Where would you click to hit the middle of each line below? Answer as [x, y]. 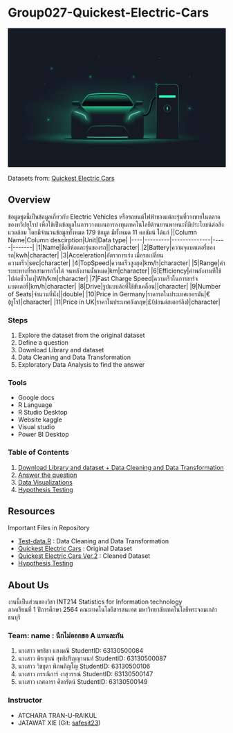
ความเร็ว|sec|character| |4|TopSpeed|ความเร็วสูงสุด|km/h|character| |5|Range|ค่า [116, 263]
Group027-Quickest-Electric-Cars [109, 13]
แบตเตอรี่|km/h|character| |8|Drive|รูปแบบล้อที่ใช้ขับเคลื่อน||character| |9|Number [114, 286]
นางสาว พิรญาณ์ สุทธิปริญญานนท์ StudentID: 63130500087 [92, 658]
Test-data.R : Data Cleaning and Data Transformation [93, 541]
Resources [31, 511]
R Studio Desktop [43, 413]
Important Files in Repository [49, 528]
